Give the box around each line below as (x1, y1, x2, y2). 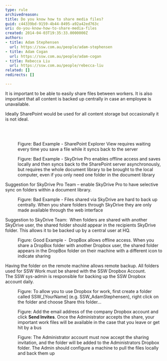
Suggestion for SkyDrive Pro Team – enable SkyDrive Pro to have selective (5, 181, 159, 187)
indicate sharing (17, 253, 51, 259)
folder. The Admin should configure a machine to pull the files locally (17, 344, 159, 350)
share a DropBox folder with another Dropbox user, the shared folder (17, 242, 159, 248)
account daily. (5, 278, 34, 284)
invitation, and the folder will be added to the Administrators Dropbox (17, 339, 160, 345)
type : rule (5, 7, 28, 12)
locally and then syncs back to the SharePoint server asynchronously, (17, 161, 161, 167)
